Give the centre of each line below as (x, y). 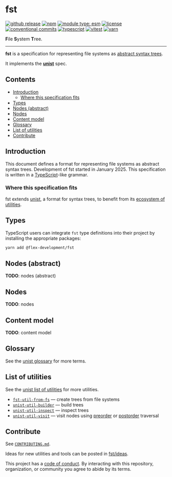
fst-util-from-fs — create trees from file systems (66, 399)
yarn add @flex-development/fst (40, 247)
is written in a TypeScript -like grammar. (47, 174)
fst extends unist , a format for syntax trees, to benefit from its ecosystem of (85, 199)
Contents (20, 79)
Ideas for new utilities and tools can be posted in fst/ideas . (67, 454)
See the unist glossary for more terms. (46, 361)
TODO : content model (28, 332)
